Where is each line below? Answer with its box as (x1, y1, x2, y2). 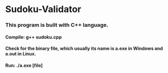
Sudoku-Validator (5, 4, 81, 15)
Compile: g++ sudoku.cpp (5, 34, 62, 40)
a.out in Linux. (5, 51, 37, 57)
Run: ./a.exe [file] (5, 62, 43, 68)
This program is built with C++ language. (5, 22, 108, 29)
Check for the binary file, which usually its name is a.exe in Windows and (5, 45, 163, 51)
